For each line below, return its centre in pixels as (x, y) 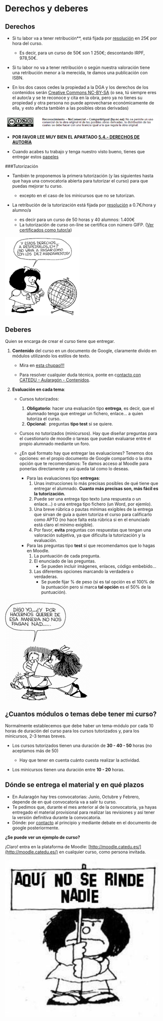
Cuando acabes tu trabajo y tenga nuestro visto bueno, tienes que (78, 152)
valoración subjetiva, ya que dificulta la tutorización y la (90, 535)
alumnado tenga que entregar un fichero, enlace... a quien (85, 414)
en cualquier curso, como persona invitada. (102, 852)
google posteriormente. (36, 828)
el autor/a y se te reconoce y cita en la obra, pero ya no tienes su (77, 98)
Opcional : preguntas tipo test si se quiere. (70, 424)
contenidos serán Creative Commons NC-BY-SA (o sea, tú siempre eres (84, 92)
